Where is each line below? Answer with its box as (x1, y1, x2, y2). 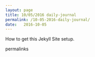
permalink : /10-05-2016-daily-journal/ (5, 17, 90, 22)
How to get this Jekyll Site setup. (5, 36, 75, 42)
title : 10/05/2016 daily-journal (5, 12, 77, 17)
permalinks (5, 46, 29, 52)
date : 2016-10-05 (5, 22, 47, 27)
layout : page (5, 7, 33, 13)
